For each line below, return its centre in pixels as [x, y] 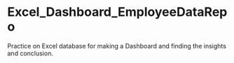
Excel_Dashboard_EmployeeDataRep [117, 12]
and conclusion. [30, 53]
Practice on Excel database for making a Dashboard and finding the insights [117, 46]
